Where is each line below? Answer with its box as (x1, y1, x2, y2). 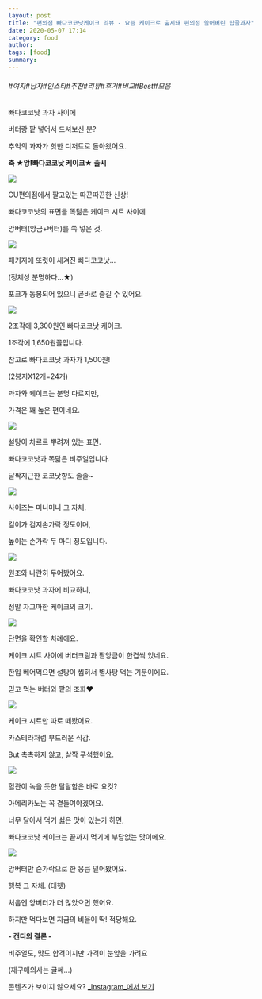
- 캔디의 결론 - (8, 931, 52, 941)
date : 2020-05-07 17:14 (8, 26, 87, 34)
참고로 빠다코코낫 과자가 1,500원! (8, 355, 111, 364)
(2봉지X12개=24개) (8, 372, 69, 381)
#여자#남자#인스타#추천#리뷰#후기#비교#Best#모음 (8, 81, 171, 91)
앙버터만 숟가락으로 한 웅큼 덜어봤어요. (8, 864, 127, 874)
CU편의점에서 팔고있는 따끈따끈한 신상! (8, 190, 129, 199)
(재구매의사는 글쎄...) (8, 966, 73, 975)
